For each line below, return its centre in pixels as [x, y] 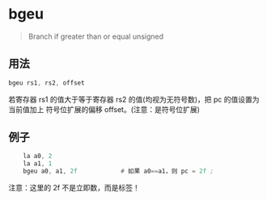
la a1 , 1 [38, 164]
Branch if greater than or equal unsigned [96, 36]
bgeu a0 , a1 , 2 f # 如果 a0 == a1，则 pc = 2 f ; [119, 171]
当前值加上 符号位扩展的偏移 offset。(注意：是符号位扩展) [104, 109]
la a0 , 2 [38, 156]
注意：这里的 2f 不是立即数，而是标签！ [74, 188]
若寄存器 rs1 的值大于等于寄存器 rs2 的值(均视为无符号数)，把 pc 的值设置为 [134, 99]
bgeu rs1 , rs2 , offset [47, 83]
